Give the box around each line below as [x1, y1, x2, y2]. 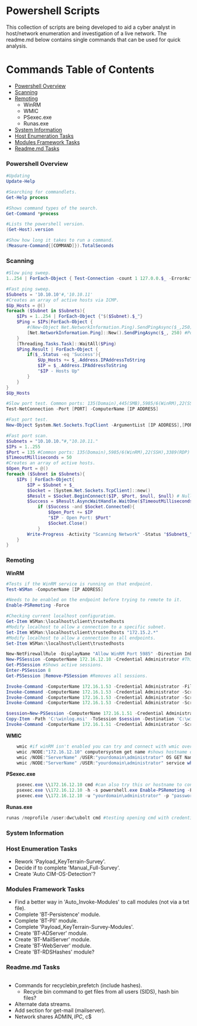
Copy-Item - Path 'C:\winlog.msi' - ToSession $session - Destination [6, 716, 175, 722]
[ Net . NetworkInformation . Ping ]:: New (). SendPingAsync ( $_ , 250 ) [27, 329, 182, 336]
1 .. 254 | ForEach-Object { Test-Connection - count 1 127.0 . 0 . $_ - [6, 275, 172, 282]
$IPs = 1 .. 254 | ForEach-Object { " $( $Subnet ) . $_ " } [16, 314, 143, 319]
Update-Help [6, 178, 35, 185]
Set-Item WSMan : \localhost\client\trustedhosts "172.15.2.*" [6, 629, 159, 635]
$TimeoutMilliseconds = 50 [6, 455, 72, 461]
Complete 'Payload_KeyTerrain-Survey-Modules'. [14, 924, 134, 931]
